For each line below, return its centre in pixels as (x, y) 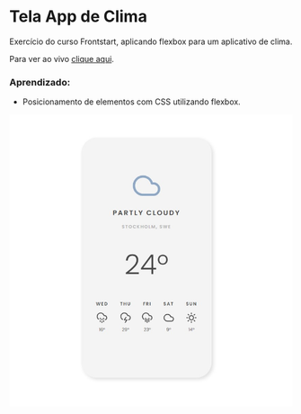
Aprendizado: (40, 82)
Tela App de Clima (79, 17)
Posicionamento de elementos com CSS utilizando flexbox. (131, 102)
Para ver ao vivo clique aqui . (62, 58)
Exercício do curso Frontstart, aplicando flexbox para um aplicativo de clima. (151, 41)
